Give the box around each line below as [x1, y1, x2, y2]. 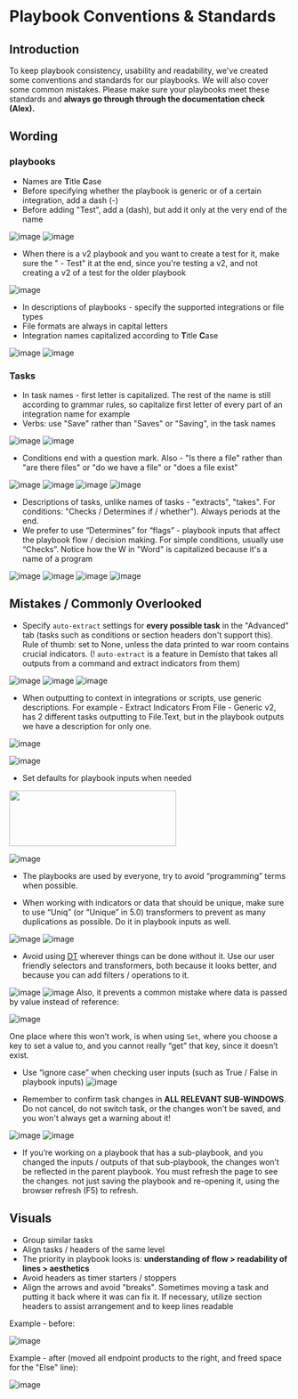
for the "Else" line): [9, 1362, 78, 1372]
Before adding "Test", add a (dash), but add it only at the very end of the [21, 204, 287, 215]
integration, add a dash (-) [21, 194, 118, 206]
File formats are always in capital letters [21, 321, 168, 331]
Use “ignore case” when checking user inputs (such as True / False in [21, 1067, 278, 1078]
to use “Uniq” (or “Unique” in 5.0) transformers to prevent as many [21, 907, 267, 917]
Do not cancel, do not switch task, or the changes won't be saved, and [21, 1102, 282, 1114]
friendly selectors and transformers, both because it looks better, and [21, 960, 278, 971]
